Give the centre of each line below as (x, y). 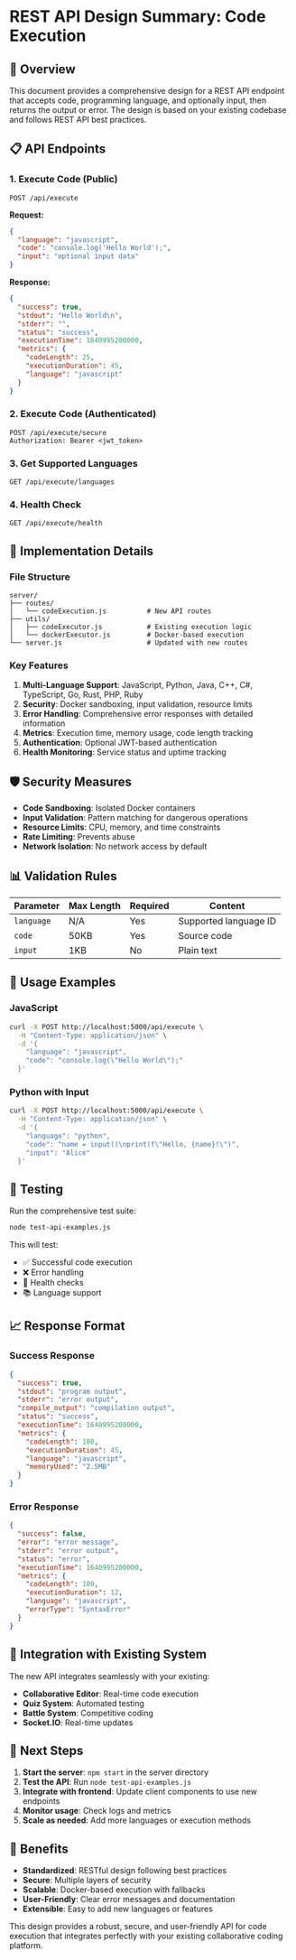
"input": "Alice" (58, 1153)
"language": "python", (68, 1136)
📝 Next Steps (46, 1750)
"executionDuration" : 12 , (74, 1593)
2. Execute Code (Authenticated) (83, 414)
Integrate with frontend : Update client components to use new (139, 1792)
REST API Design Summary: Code (138, 17)
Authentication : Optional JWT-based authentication (120, 743)
